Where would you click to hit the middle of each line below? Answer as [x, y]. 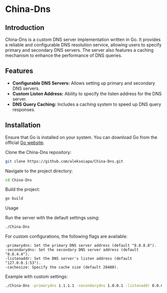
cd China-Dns [19, 180]
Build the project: [23, 189]
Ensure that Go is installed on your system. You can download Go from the [81, 137]
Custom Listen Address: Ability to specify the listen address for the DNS [87, 94]
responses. [24, 109]
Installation [23, 125]
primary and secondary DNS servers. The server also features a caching [80, 50]
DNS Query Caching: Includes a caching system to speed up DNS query [87, 104]
